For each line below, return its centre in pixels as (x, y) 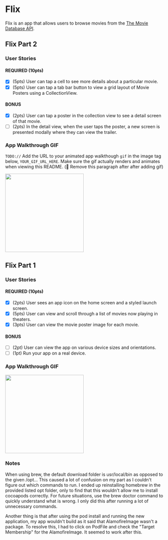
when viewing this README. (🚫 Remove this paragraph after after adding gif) (84, 167)
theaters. (22, 319)
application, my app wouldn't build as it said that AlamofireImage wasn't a (81, 521)
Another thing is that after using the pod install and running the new (75, 516)
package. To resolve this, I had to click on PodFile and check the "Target (80, 526)
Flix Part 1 (21, 265)
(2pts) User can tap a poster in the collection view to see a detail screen (87, 115)
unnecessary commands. (31, 506)
